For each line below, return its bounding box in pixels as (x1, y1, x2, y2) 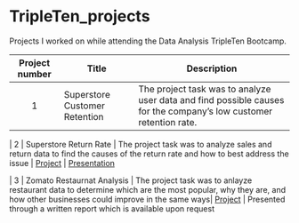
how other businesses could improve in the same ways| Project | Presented (9, 194, 286, 204)
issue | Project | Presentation (9, 157, 116, 168)
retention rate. (137, 115, 198, 128)
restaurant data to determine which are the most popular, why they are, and (9, 184, 287, 195)
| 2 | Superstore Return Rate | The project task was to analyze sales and (9, 139, 272, 149)
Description (186, 62, 238, 75)
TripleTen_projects (9, 6, 150, 27)
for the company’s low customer (137, 105, 273, 117)
